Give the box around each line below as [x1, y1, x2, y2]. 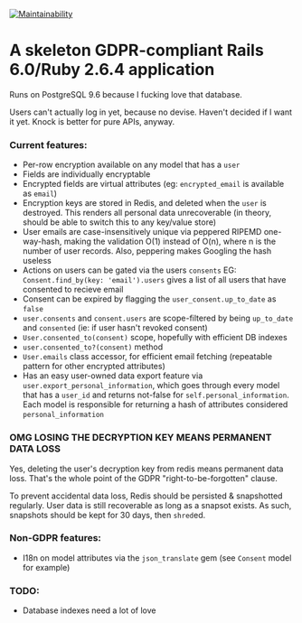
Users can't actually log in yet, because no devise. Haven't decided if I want [9, 107, 292, 117]
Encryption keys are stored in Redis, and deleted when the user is [22, 198, 267, 209]
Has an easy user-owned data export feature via [22, 370, 203, 381]
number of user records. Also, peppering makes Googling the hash [22, 246, 272, 256]
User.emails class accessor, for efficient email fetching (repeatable [22, 351, 273, 362]
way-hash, [22, 236, 62, 247]
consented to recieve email [22, 284, 124, 295]
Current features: [9, 138, 88, 151]
